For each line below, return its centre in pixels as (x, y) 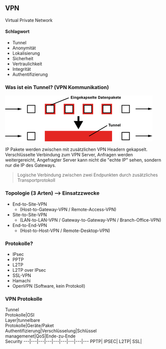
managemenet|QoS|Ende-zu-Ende (40, 336)
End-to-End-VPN (29, 225)
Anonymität (24, 48)
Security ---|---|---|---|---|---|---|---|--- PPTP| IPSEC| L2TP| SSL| (74, 342)
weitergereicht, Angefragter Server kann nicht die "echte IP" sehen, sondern (83, 160)
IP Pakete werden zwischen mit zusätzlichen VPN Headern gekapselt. (76, 149)
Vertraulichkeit (27, 64)
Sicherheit (23, 59)
